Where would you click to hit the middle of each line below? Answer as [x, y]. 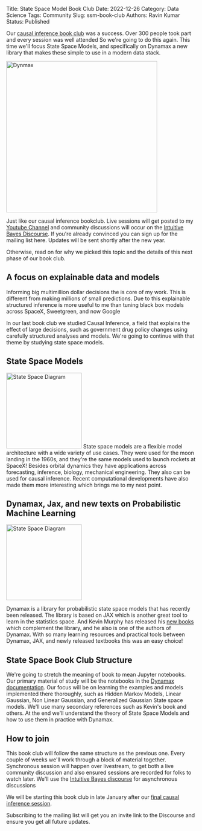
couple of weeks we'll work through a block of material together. [86, 760]
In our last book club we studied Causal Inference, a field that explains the [98, 323]
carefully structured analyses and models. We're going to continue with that [100, 336]
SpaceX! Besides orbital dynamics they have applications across [87, 465]
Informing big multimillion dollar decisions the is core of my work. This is [96, 292]
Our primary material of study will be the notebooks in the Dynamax [90, 681]
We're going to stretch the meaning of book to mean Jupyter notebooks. [96, 675]
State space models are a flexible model [133, 446]
